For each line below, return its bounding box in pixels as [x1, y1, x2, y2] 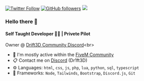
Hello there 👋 [5, 18, 38, 25]
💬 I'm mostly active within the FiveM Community [12, 52, 114, 58]
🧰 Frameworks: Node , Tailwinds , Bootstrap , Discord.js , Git [12, 70, 136, 76]
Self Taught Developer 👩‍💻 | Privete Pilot [5, 30, 91, 36]
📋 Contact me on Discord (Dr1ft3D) [12, 57, 88, 63]
